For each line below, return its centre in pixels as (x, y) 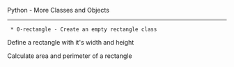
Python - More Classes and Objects (58, 10)
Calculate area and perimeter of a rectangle (70, 56)
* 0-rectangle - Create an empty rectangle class (84, 29)
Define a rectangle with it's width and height (71, 42)
